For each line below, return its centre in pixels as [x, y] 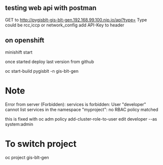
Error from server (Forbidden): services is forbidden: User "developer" [76, 104]
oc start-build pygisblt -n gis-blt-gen [42, 71]
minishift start [19, 52]
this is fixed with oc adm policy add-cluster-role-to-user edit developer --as [81, 119]
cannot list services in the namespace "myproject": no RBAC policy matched [82, 109]
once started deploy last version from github [49, 62]
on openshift [25, 40]
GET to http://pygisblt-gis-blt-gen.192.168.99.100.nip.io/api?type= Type [76, 20]
